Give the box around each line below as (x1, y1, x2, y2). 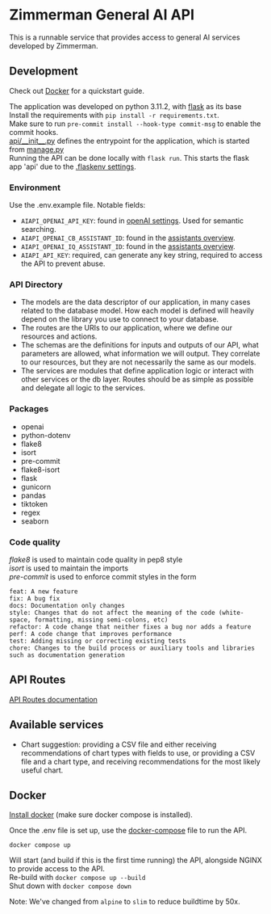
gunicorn (20, 482, 52, 491)
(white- (218, 609, 244, 617)
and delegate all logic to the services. (20, 383, 146, 393)
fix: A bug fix (9, 594, 60, 603)
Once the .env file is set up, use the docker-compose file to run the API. (9, 826, 248, 836)
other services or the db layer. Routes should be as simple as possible (20, 374, 254, 385)
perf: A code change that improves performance (9, 630, 173, 638)
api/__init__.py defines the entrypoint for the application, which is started (9, 136, 250, 145)
